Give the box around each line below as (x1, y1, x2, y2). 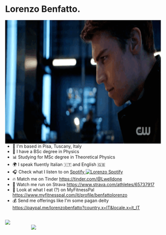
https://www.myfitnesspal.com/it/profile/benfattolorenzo (12, 192, 127, 198)
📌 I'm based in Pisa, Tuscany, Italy (12, 143, 82, 149)
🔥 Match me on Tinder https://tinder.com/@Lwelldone (12, 176, 123, 182)
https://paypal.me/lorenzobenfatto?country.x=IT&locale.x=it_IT (12, 204, 140, 210)
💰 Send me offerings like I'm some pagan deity (12, 197, 109, 203)
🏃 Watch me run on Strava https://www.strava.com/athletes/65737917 (12, 181, 155, 187)
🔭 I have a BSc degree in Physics (12, 148, 80, 154)
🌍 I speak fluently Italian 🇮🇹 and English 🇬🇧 (12, 161, 105, 167)
